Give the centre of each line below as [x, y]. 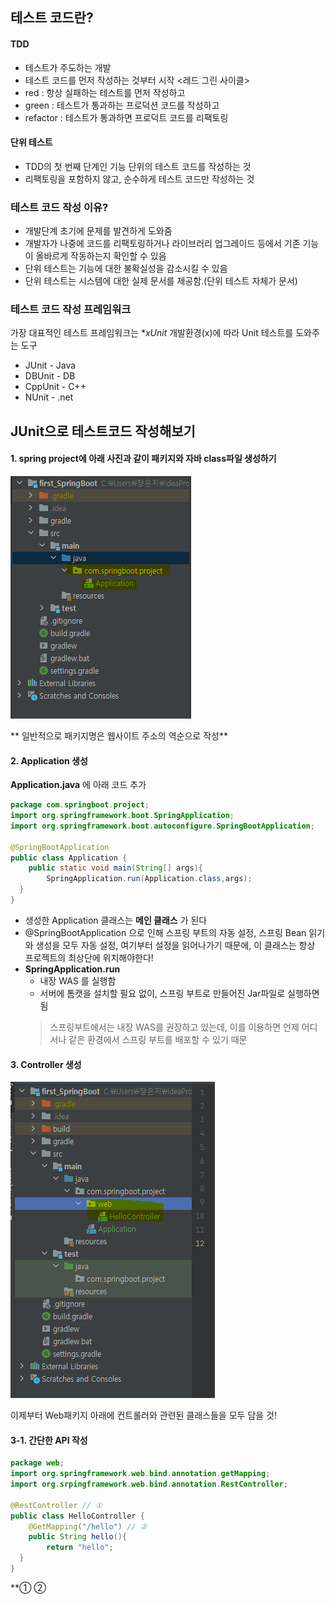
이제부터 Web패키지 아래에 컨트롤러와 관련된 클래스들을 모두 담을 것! [143, 1415]
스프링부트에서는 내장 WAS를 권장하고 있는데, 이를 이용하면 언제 [174, 1027]
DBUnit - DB [50, 376]
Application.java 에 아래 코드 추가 [78, 785]
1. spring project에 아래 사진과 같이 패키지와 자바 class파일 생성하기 [143, 459]
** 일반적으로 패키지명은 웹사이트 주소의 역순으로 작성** [119, 735]
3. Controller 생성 [46, 1064]
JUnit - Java [50, 365]
